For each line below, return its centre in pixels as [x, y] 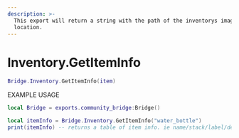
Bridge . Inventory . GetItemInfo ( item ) [62, 81]
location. [28, 27]
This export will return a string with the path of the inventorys [116, 21]
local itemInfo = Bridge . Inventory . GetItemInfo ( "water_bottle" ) [105, 121]
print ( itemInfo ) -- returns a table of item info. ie [89, 127]
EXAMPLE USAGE [33, 95]
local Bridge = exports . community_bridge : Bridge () [84, 108]
